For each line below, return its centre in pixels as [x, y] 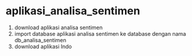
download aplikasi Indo [43, 46]
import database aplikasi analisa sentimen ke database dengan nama [100, 33]
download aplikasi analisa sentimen [59, 27]
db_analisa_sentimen [40, 40]
